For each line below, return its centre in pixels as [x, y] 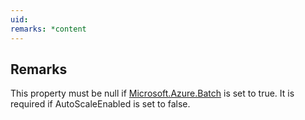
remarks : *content [48, 29]
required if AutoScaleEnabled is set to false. [100, 104]
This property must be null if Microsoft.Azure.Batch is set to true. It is [152, 93]
